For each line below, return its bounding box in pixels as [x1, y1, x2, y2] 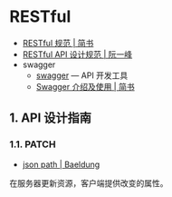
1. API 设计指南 [9, 111, 92, 126]
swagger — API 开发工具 [35, 70, 129, 81]
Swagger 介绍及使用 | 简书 [35, 81, 135, 92]
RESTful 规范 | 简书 [22, 37, 94, 48]
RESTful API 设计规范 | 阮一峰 [22, 48, 133, 60]
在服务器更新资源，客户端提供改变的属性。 [9, 177, 168, 188]
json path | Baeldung [22, 159, 100, 170]
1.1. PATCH [9, 138, 56, 151]
